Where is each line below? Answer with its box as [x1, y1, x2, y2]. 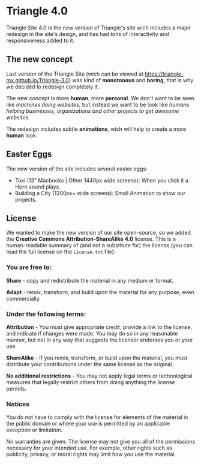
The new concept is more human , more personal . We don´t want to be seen [6, 94, 195, 101]
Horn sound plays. [14, 183, 61, 190]
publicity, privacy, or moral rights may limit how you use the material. [6, 451, 176, 458]
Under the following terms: [6, 310, 86, 318]
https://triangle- [145, 70, 184, 77]
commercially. [6, 295, 41, 302]
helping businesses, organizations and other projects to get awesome [6, 107, 179, 115]
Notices [6, 400, 30, 408]
